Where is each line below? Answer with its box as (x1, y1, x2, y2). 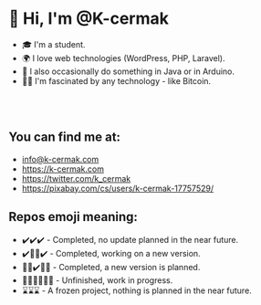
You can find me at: (8, 130, 120, 145)
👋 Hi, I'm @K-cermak (8, 8, 170, 29)
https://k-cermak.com (21, 163, 104, 174)
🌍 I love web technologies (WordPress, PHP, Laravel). (21, 52, 225, 63)
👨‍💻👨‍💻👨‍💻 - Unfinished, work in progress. (21, 274, 173, 286)
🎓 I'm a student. (21, 38, 86, 49)
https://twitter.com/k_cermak (21, 173, 131, 184)
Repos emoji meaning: (8, 209, 138, 225)
